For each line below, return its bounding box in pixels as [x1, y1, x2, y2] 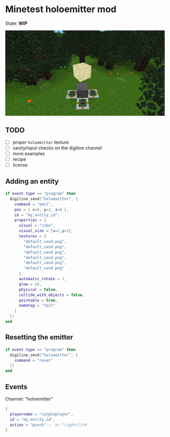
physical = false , [18, 287, 58, 292]
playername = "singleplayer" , [10, 411, 73, 417]
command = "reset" [14, 358, 53, 363]
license [12, 162, 28, 168]
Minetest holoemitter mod [5, 4, 117, 15]
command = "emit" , [14, 201, 53, 207]
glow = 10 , [18, 282, 42, 287]
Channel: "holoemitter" [5, 396, 53, 402]
